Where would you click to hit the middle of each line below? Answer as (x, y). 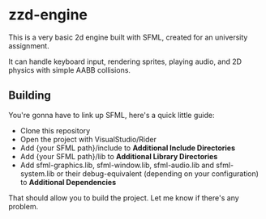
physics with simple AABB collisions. (70, 69)
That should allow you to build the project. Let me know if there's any (124, 198)
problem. (24, 206)
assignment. (29, 45)
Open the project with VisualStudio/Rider (88, 139)
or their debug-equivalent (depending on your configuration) (158, 173)
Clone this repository (55, 130)
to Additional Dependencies (68, 182)
